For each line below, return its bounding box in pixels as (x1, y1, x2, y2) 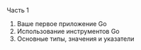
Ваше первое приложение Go (16, 20, 107, 27)
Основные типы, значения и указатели (16, 35, 135, 43)
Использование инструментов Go (16, 27, 120, 35)
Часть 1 (6, 6, 29, 14)
